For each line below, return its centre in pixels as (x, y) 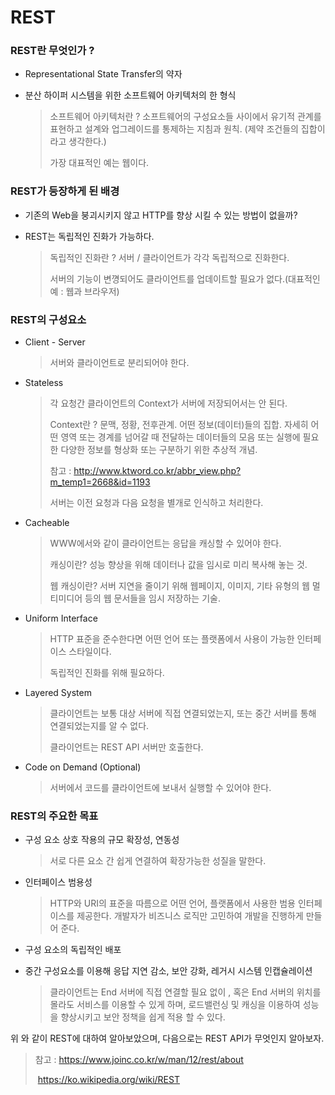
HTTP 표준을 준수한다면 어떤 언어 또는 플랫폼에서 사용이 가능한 (172, 639)
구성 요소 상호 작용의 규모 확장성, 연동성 (102, 840)
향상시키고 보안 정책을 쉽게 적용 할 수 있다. (143, 1017)
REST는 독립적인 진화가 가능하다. (89, 236)
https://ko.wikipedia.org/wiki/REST (108, 1080)
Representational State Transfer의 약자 (103, 74)
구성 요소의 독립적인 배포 (73, 950)
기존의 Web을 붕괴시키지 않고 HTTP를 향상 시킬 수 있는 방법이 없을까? (161, 215)
